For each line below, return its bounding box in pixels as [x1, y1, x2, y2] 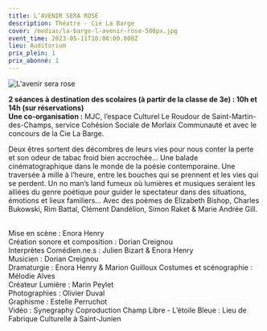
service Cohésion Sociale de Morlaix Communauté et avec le [55, 120, 257, 130]
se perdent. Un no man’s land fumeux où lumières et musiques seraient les [8, 178, 256, 188]
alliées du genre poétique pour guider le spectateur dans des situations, [8, 187, 247, 197]
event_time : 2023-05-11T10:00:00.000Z [8, 34, 138, 43]
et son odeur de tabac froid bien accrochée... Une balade [8, 152, 199, 162]
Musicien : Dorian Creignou [8, 254, 99, 263]
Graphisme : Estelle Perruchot [8, 296, 108, 306]
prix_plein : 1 [8, 49, 56, 57]
